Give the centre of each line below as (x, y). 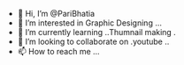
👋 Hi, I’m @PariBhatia (56, 14)
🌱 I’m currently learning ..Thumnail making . (97, 32)
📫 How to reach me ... (58, 51)
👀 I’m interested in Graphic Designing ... (89, 23)
